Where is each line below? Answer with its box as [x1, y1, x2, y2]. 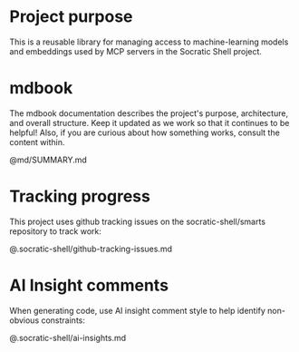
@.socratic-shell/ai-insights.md [9, 332, 127, 343]
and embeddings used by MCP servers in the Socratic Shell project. [9, 45, 263, 56]
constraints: [40, 315, 86, 326]
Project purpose [9, 6, 133, 27]
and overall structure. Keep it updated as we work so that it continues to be [9, 117, 290, 128]
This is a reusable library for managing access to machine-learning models [9, 36, 289, 47]
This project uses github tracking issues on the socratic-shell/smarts [9, 216, 265, 227]
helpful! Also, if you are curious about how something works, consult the [9, 127, 281, 138]
